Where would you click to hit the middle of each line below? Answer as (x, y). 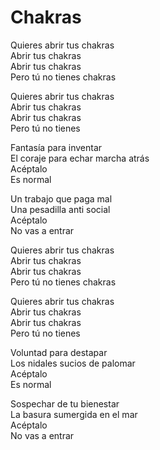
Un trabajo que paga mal (61, 198)
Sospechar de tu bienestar (65, 403)
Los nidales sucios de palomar (73, 363)
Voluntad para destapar (59, 352)
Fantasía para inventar (56, 147)
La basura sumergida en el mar (74, 414)
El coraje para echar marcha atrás (80, 158)
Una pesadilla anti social (60, 209)
